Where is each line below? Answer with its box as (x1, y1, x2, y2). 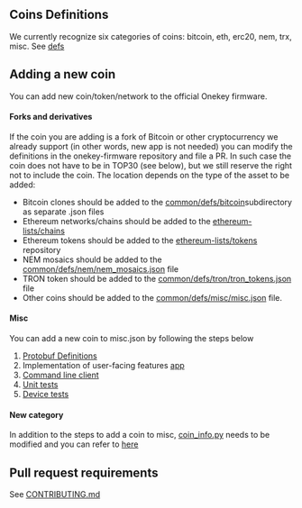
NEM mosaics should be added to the (22, 254, 162, 265)
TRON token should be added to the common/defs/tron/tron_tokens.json (22, 273, 292, 284)
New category (9, 409, 64, 420)
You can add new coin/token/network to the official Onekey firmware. (9, 90, 268, 102)
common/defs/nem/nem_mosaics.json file (22, 263, 178, 274)
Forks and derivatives (9, 112, 93, 122)
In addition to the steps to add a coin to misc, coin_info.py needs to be (9, 430, 270, 440)
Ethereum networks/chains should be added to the (22, 215, 211, 226)
